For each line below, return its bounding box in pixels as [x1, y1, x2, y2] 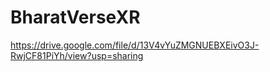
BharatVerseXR [10, 6, 141, 29]
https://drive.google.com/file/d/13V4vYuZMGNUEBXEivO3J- [10, 39, 260, 51]
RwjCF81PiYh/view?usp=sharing [10, 49, 144, 61]
